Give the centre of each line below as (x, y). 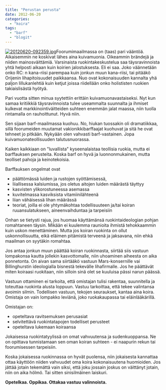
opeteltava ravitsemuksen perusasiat (50, 316)
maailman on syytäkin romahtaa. (38, 241)
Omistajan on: (19, 307)
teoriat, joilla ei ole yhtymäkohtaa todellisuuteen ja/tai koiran (73, 205)
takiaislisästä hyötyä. (27, 88)
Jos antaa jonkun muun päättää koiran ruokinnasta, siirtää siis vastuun (77, 251)
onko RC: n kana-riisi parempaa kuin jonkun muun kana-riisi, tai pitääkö (78, 72)
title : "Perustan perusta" (33, 10)
